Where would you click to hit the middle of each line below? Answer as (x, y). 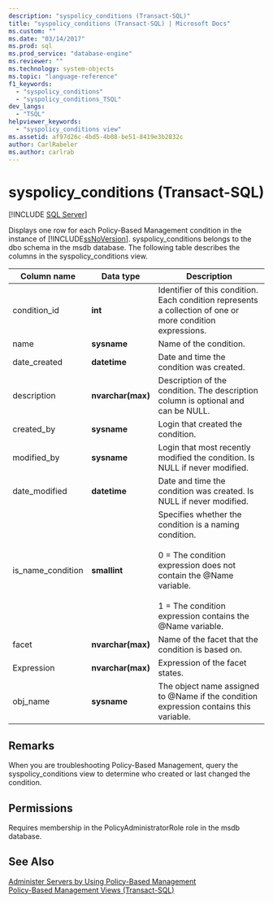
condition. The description (208, 391)
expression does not (197, 566)
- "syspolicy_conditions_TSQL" (69, 99)
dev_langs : (27, 106)
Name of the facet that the (208, 640)
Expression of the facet (202, 663)
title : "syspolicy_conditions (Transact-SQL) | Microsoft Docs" (119, 24)
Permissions (41, 808)
